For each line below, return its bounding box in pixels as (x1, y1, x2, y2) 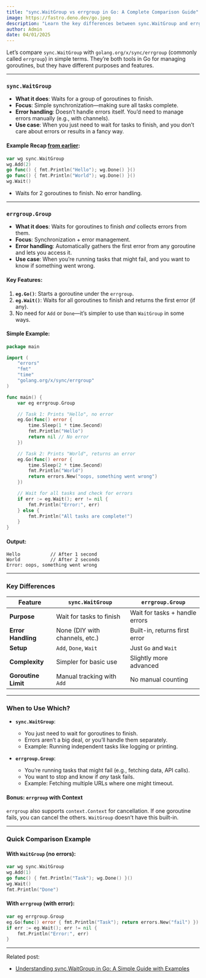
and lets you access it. (15, 249, 72, 257)
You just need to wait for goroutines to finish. (24, 730, 138, 737)
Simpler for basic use (56, 658, 118, 666)
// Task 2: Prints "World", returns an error (17, 451, 136, 457)
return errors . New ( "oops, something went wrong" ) (28, 473, 158, 479)
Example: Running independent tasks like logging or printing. (24, 743, 178, 750)
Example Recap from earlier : (6, 142, 81, 149)
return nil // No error (28, 434, 89, 440)
